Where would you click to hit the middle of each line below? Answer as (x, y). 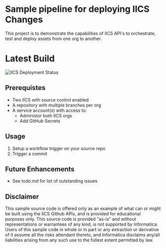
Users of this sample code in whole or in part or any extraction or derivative (82, 230)
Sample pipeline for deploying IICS (77, 9)
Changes (24, 20)
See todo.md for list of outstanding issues (55, 181)
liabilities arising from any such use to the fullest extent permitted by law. (79, 240)
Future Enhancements (40, 169)
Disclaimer (22, 197)
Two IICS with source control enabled (50, 99)
